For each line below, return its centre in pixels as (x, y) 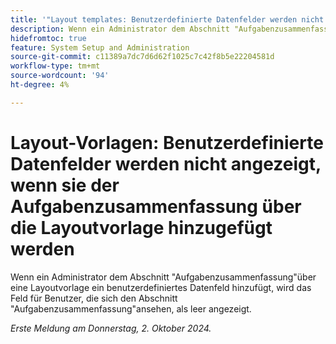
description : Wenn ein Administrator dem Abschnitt (120, 29)
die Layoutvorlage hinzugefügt (141, 227)
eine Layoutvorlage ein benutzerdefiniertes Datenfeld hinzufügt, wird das (161, 287)
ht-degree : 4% (40, 85)
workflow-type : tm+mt (55, 66)
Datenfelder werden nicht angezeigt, (166, 163)
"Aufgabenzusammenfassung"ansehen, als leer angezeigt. (131, 308)
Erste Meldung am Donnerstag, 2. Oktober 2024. (111, 328)
